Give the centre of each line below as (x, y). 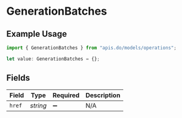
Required (66, 95)
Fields (18, 78)
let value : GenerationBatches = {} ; (53, 59)
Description (103, 95)
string (38, 105)
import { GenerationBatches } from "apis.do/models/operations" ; (91, 48)
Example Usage (37, 34)
